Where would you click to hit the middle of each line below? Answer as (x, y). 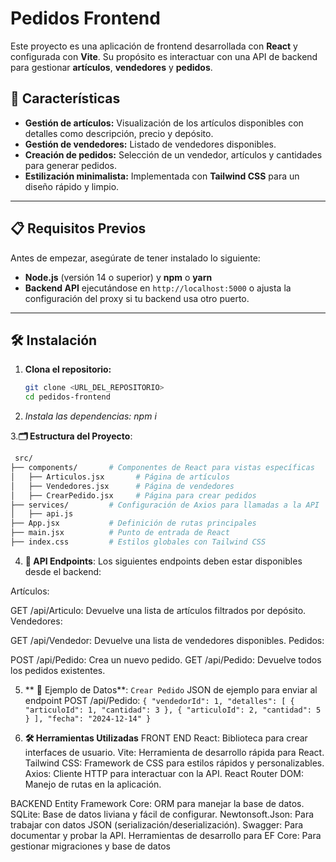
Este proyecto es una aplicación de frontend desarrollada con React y (154, 46)
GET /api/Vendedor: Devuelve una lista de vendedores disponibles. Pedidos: (167, 640)
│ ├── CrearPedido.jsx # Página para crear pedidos (133, 495)
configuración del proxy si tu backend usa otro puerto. (137, 298)
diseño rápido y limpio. (72, 186)
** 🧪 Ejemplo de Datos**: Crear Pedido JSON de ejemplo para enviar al (171, 689)
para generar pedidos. (71, 165)
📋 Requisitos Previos (78, 228)
